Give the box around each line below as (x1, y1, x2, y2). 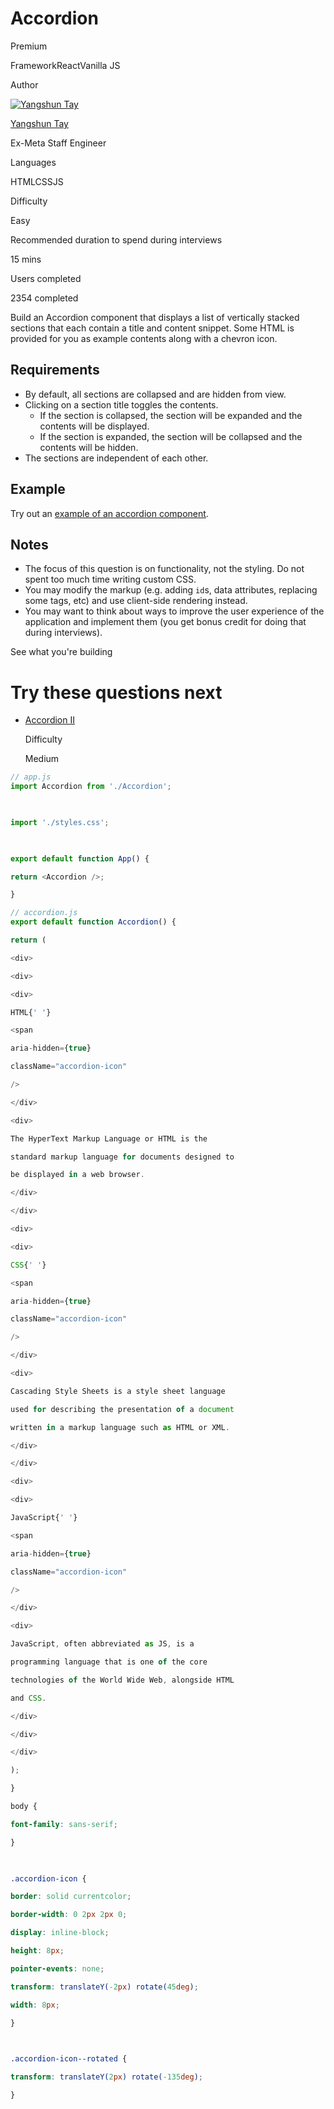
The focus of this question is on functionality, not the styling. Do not (24, 563, 305, 575)
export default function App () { (10, 853, 150, 864)
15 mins (10, 253, 42, 265)
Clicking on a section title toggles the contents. (24, 398, 219, 411)
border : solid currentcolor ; (10, 1892, 132, 1902)
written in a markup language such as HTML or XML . (10, 1422, 230, 1432)
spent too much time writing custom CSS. (24, 573, 197, 586)
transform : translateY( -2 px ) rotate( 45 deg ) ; (10, 1982, 199, 1992)
